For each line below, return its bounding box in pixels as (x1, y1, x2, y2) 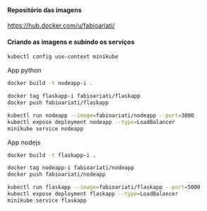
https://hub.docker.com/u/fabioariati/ (7, 21, 115, 30)
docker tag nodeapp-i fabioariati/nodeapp (7, 164, 134, 171)
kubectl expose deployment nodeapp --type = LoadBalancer (7, 118, 175, 125)
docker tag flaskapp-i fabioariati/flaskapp (7, 93, 141, 100)
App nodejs (7, 138, 41, 147)
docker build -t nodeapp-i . (7, 80, 93, 87)
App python (7, 66, 42, 74)
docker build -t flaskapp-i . (7, 152, 97, 159)
